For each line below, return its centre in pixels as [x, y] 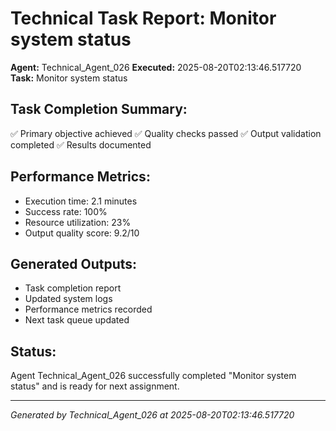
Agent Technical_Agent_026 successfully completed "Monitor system [153, 376]
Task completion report [73, 288]
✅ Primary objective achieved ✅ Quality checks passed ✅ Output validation [166, 133]
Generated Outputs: [74, 263]
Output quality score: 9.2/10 [82, 233]
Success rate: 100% [66, 211]
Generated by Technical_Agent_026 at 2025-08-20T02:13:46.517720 [152, 415]
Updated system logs [68, 299]
